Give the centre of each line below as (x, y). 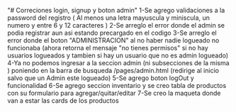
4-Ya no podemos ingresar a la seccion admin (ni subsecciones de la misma (118, 63)
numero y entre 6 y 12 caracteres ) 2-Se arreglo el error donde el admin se (116, 25)
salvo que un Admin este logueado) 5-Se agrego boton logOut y (101, 78)
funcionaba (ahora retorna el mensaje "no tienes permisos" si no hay (108, 48)
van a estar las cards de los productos (63, 101)
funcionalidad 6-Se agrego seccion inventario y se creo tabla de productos (117, 85)
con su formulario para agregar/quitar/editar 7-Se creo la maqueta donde (114, 93)
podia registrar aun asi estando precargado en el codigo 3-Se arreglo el (112, 33)
